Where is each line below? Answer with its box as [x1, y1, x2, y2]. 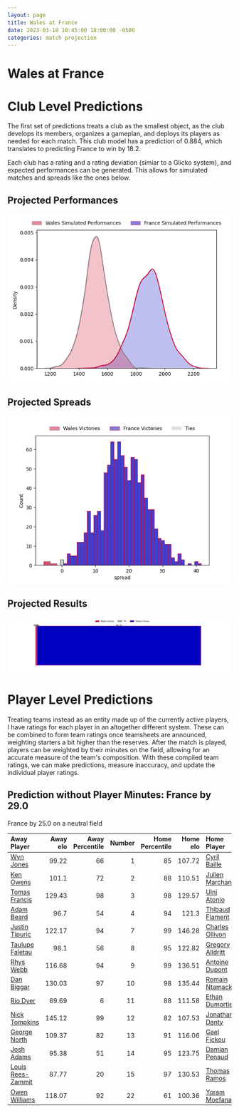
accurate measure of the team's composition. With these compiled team [7, 753, 219, 761]
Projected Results [7, 597, 87, 610]
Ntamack [206, 983, 233, 991]
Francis [10, 895, 33, 903]
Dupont [206, 965, 228, 973]
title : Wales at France [7, 19, 78, 26]
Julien [206, 870, 224, 878]
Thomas [206, 1066, 230, 1074]
